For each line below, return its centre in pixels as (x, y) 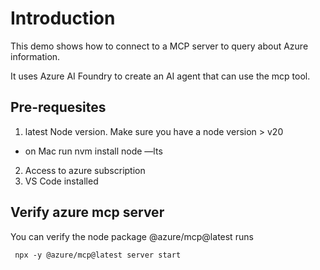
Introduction (63, 18)
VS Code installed (61, 181)
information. (35, 56)
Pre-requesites (58, 107)
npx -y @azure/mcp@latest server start (98, 255)
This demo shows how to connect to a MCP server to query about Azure (159, 46)
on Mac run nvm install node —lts (93, 151)
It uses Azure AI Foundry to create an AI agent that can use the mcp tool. (160, 76)
